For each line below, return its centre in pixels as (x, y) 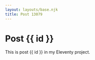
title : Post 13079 (24, 14)
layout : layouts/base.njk (31, 10)
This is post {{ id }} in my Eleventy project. (48, 52)
